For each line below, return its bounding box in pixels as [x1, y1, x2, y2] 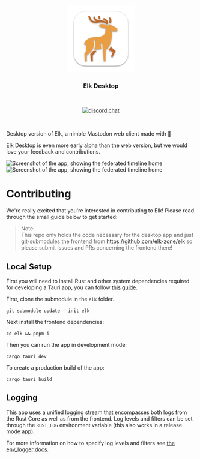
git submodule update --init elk [6, 308, 90, 314]
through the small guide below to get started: [6, 214, 118, 221]
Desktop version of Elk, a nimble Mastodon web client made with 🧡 [6, 130, 172, 137]
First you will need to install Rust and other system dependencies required [6, 278, 190, 285]
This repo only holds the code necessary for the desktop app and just [20, 232, 194, 239]
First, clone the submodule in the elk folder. [6, 296, 114, 303]
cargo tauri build [6, 377, 52, 383]
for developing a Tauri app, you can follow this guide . [6, 284, 138, 291]
